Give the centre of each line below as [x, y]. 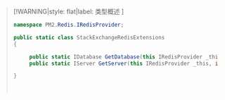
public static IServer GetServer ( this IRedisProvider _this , [121, 63]
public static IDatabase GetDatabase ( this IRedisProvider [116, 57]
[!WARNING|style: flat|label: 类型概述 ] [69, 11]
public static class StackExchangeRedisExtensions [89, 37]
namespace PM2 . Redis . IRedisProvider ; [69, 25]
